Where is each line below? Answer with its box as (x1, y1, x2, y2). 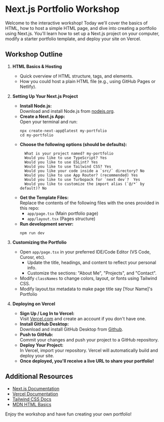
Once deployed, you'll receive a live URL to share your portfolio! (19, 358, 154, 364)
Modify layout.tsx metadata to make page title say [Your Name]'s (19, 286, 153, 292)
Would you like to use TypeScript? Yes (24, 155, 107, 160)
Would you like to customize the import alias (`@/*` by (24, 181, 145, 186)
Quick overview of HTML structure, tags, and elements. (19, 73, 133, 79)
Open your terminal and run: (19, 118, 78, 125)
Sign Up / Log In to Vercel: (19, 310, 75, 316)
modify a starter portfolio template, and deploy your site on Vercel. (5, 36, 142, 42)
